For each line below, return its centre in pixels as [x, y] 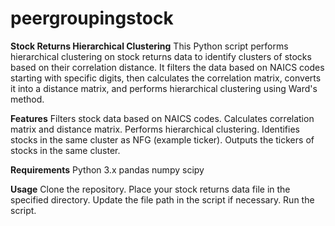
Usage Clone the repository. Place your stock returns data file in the [150, 189]
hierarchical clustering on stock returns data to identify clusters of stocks [161, 56]
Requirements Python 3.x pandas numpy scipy [107, 169]
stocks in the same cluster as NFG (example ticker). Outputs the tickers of [162, 139]
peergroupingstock [92, 18]
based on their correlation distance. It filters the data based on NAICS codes [167, 67]
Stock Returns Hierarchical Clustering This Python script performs [149, 46]
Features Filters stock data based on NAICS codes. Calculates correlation [162, 118]
